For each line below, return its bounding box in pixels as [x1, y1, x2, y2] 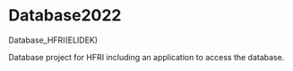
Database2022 [8, 5, 122, 26]
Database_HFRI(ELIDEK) [8, 35, 99, 45]
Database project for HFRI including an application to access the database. [8, 51, 285, 62]
